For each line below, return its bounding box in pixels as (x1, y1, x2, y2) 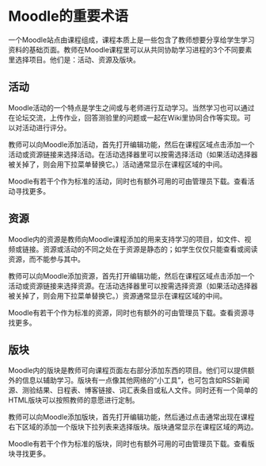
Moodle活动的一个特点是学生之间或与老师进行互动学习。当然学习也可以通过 (8, 102, 255, 112)
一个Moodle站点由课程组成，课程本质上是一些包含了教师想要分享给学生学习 (8, 35, 255, 44)
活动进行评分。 (21, 122, 71, 132)
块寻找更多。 (8, 449, 50, 459)
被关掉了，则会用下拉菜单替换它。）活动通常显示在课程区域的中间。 (8, 160, 227, 169)
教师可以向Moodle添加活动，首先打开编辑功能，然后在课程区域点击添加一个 (8, 140, 255, 149)
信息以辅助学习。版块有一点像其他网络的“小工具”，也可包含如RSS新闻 (21, 375, 250, 385)
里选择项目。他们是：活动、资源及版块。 (8, 55, 140, 64)
